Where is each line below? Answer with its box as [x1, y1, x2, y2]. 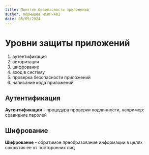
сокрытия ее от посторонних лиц [5, 144, 75, 150]
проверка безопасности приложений [12, 75, 91, 80]
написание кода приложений [12, 79, 74, 86]
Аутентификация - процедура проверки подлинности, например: [5, 107, 145, 113]
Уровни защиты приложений [5, 37, 130, 49]
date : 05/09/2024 [5, 16, 41, 21]
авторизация [12, 59, 39, 65]
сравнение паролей [5, 112, 47, 118]
